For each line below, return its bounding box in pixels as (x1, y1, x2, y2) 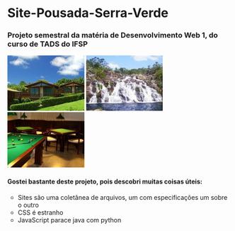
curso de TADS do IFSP (7, 39, 88, 49)
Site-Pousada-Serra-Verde (7, 5, 168, 21)
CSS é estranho (17, 208, 64, 217)
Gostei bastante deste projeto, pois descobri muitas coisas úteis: (7, 177, 203, 186)
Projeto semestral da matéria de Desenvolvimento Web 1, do (7, 30, 218, 40)
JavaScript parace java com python (17, 215, 122, 224)
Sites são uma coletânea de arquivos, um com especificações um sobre (17, 193, 228, 201)
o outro (17, 201, 39, 209)
